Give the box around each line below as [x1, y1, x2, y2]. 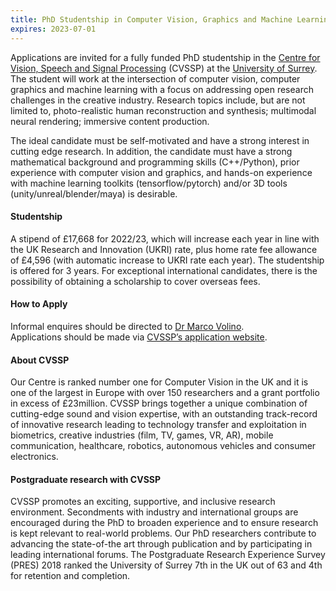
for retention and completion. [10, 570, 131, 582]
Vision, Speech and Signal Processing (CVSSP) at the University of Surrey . [10, 62, 318, 74]
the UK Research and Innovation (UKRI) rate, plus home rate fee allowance [10, 243, 318, 255]
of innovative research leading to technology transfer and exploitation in [10, 419, 307, 431]
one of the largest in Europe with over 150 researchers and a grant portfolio [10, 387, 320, 399]
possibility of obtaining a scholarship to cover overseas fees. [10, 275, 261, 287]
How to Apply [10, 298, 68, 310]
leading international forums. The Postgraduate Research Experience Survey [10, 549, 326, 561]
